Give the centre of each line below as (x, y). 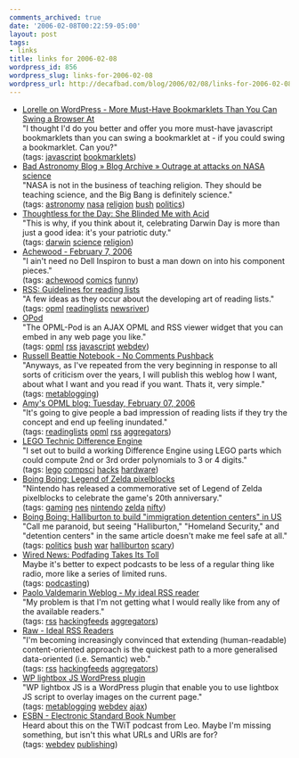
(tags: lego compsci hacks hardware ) (90, 469)
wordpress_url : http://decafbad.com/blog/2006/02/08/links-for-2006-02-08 (151, 84)
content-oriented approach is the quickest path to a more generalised (149, 649)
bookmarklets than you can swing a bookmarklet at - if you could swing (154, 137)
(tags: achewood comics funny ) (81, 280)
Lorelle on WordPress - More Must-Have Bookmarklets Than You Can (149, 109)
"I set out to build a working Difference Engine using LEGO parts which (152, 450)
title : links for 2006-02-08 (63, 59)
